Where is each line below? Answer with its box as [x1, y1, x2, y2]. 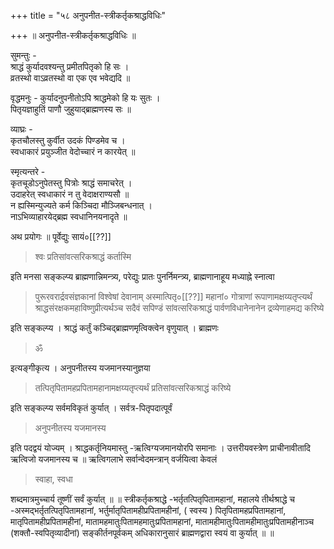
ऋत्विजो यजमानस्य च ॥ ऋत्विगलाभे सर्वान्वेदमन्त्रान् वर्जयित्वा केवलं [10, 453, 218, 465]
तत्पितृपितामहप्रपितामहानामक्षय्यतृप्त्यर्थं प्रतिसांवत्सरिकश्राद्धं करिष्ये [34, 382, 232, 394]
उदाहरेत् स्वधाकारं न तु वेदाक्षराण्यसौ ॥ [10, 188, 130, 200]
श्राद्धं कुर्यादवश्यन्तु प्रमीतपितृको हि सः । [10, 61, 130, 72]
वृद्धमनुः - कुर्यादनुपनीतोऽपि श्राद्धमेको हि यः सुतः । [10, 92, 161, 104]
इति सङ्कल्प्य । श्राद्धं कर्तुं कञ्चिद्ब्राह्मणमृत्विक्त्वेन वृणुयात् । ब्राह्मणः [10, 322, 219, 334]
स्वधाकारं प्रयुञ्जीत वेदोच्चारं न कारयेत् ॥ [10, 146, 136, 157]
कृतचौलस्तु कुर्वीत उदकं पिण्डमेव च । [10, 135, 126, 146]
